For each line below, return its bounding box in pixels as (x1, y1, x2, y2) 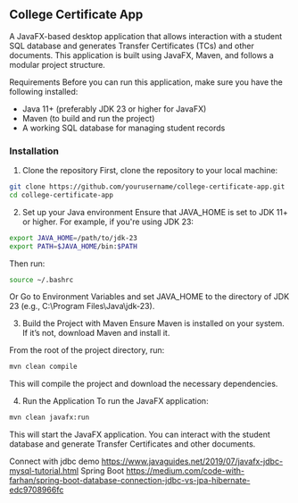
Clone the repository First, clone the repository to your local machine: (21, 165, 278, 176)
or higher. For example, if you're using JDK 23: (21, 216, 195, 227)
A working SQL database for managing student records (21, 122, 226, 133)
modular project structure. (9, 59, 105, 70)
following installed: (9, 86, 79, 96)
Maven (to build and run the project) (21, 113, 155, 123)
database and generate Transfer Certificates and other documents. (9, 439, 256, 449)
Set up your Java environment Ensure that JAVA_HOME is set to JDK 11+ (21, 206, 288, 217)
